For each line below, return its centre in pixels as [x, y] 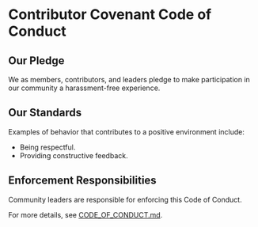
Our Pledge [36, 61]
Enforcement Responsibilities [82, 181]
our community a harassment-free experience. [84, 88]
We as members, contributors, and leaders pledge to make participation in [129, 79]
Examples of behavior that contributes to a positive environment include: [127, 131]
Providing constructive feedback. [74, 155]
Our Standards [45, 113]
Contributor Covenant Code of [110, 15]
